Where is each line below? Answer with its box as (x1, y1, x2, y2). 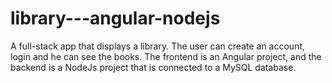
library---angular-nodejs (10, 7, 221, 30)
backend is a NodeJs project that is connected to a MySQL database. (10, 61, 297, 73)
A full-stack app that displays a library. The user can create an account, (10, 40, 306, 52)
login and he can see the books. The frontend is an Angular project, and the (10, 50, 322, 62)
